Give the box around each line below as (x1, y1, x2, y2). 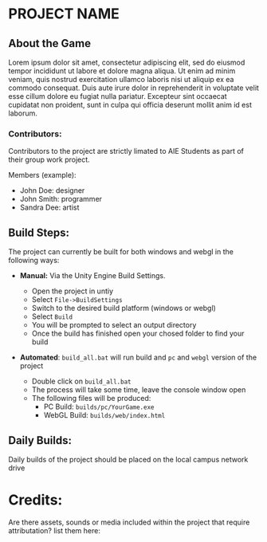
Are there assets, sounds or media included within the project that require (8, 517, 250, 527)
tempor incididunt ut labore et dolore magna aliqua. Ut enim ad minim (8, 66, 236, 76)
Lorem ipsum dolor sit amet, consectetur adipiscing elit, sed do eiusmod (8, 57, 245, 67)
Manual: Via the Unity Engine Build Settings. (19, 271, 166, 281)
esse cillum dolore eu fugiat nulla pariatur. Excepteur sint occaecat (8, 92, 227, 100)
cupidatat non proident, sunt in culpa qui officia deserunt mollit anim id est (8, 100, 253, 109)
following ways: (8, 256, 60, 265)
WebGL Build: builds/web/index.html (43, 410, 166, 420)
